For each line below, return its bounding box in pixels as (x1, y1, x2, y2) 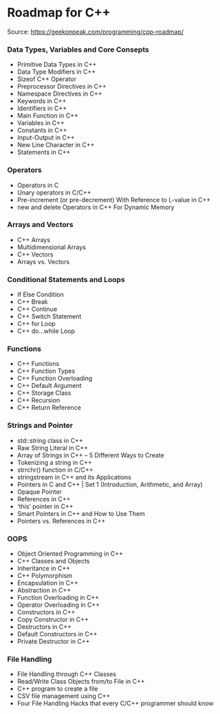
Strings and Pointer (7, 421, 74, 431)
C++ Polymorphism (16, 572, 73, 580)
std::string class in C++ (16, 436, 84, 444)
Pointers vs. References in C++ (16, 517, 106, 525)
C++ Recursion (16, 396, 60, 404)
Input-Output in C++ (16, 133, 75, 142)
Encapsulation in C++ (16, 579, 78, 587)
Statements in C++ (16, 148, 71, 156)
